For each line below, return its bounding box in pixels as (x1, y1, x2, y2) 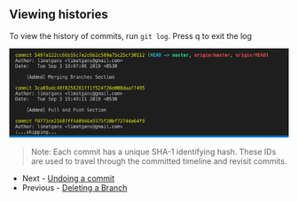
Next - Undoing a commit (21, 173, 115, 183)
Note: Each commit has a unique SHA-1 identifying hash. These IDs (30, 146, 277, 157)
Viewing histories (9, 7, 108, 22)
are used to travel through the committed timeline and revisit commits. (30, 155, 287, 167)
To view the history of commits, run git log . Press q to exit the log (9, 30, 253, 41)
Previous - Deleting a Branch (21, 182, 128, 193)
